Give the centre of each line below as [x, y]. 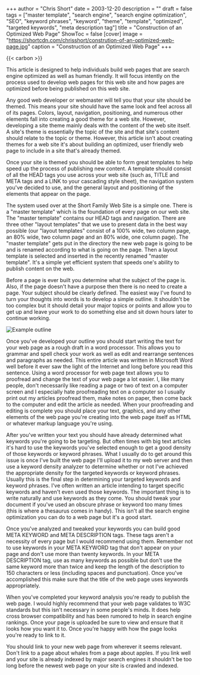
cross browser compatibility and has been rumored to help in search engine [99, 616]
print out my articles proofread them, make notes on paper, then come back [99, 398]
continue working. [28, 318]
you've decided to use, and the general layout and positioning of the [90, 187]
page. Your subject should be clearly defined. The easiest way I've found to [99, 293]
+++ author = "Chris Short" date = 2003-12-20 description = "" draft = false [99, 9]
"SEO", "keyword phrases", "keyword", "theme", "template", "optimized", [95, 21]
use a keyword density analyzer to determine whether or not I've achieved [97, 466]
